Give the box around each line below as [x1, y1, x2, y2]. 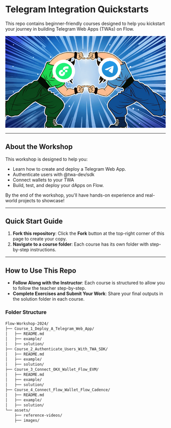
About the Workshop [5, 143, 73, 151]
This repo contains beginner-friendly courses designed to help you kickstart [5, 20, 165, 26]
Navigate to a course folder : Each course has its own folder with [12, 241, 149, 248]
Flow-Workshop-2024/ [5, 321, 49, 326]
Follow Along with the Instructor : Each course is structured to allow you [12, 280, 165, 286]
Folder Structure [5, 309, 47, 316]
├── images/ [14, 418, 40, 423]
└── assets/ [5, 408, 31, 413]
